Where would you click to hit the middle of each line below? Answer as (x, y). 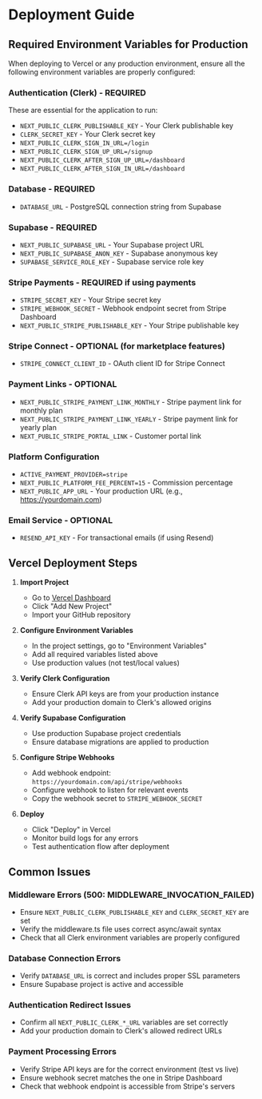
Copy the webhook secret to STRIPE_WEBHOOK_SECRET (117, 799)
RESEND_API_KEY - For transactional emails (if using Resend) (117, 537)
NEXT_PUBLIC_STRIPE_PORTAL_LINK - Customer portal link (111, 436)
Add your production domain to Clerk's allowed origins (121, 702)
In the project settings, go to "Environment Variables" (119, 646)
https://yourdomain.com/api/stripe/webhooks (107, 783)
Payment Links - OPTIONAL (63, 384)
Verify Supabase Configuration (73, 718)
